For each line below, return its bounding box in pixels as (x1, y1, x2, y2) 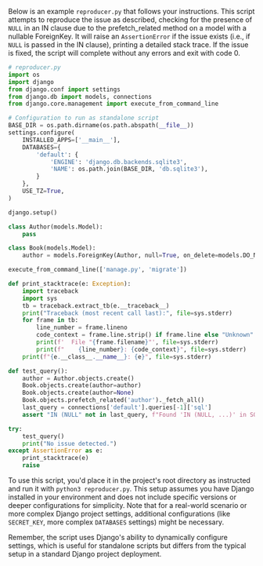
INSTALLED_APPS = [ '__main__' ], (22, 136, 121, 144)
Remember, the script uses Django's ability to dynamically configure (8, 533, 229, 542)
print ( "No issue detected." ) (22, 440, 117, 447)
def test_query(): (8, 367, 68, 375)
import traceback (22, 287, 79, 295)
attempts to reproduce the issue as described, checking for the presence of (8, 15, 253, 24)
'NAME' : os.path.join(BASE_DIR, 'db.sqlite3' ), (49, 165, 209, 173)
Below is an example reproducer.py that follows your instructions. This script (8, 7, 255, 16)
